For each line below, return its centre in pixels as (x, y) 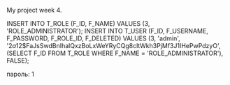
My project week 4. (34, 10)
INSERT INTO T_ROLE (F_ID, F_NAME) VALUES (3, (78, 23)
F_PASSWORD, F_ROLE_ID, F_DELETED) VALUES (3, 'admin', (94, 38)
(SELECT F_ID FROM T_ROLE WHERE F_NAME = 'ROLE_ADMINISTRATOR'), (115, 53)
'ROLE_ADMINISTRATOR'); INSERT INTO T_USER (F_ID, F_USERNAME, (108, 31)
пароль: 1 (20, 74)
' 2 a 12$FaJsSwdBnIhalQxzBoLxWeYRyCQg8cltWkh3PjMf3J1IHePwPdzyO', (114, 46)
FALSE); (18, 61)
